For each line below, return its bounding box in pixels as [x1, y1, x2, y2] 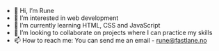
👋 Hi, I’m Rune [13, 7, 54, 14]
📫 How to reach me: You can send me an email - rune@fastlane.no [13, 37, 207, 44]
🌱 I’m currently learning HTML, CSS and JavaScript [13, 21, 161, 29]
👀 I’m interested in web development [13, 14, 119, 22]
